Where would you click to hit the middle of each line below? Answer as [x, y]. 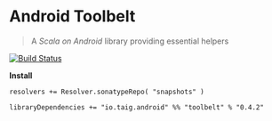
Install [21, 75]
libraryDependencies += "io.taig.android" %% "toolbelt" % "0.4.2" [137, 107]
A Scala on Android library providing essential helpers [130, 41]
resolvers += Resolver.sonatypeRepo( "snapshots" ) [107, 92]
